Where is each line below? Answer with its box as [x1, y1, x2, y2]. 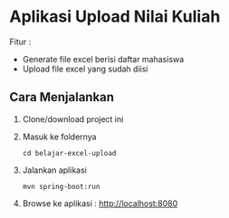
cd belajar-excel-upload [22, 148, 117, 157]
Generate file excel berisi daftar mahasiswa [22, 53, 185, 64]
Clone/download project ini [22, 113, 124, 124]
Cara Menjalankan [9, 90, 115, 105]
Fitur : [9, 36, 32, 47]
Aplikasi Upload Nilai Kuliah [9, 6, 221, 27]
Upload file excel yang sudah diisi [22, 63, 148, 74]
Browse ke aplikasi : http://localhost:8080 [22, 197, 178, 209]
